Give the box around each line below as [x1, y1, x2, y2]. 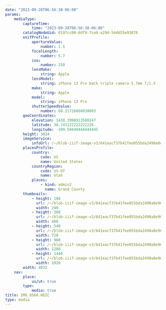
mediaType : [14, 16, 37, 21]
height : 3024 [23, 132, 50, 137]
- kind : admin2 [40, 182, 72, 187]
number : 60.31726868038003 [40, 108, 96, 114]
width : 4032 [23, 265, 48, 270]
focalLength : [31, 49, 58, 53]
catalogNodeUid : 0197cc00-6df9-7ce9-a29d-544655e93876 [23, 30, 138, 35]
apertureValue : [31, 40, 63, 45]
